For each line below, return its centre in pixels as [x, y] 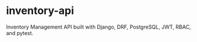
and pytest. [20, 33]
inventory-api [40, 11]
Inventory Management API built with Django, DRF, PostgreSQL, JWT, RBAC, [98, 27]
